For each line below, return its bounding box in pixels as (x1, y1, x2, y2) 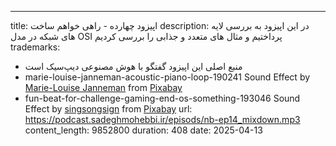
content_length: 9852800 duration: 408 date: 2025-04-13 (24, 124, 263, 136)
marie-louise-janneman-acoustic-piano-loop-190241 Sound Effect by (24, 71, 311, 83)
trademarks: (10, 41, 61, 53)
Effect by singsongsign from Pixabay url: (24, 103, 193, 115)
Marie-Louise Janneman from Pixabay (24, 82, 183, 93)
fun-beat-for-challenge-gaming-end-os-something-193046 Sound (24, 92, 301, 104)
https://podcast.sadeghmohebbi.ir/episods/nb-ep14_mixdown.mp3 (24, 114, 301, 125)
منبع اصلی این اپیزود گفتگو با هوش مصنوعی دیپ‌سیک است (24, 61, 243, 72)
